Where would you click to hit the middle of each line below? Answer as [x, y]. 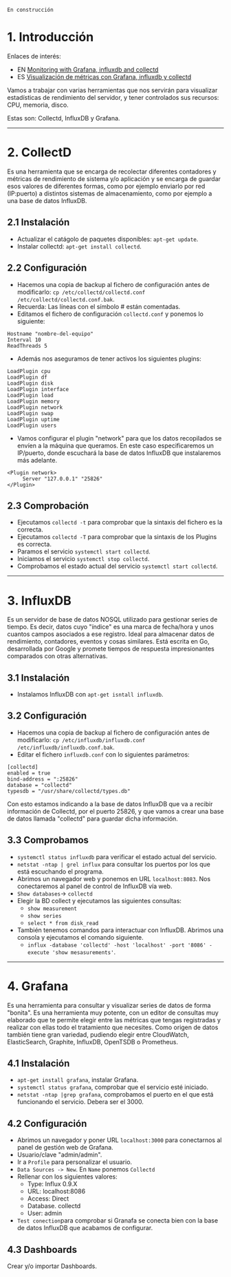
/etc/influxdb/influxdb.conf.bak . [66, 747]
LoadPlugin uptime [33, 419]
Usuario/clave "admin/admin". [59, 1155]
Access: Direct [48, 1199]
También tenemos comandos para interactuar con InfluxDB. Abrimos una [120, 930]
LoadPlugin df [27, 377]
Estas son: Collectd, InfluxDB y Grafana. [64, 118]
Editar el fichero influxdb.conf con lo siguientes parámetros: [103, 754]
